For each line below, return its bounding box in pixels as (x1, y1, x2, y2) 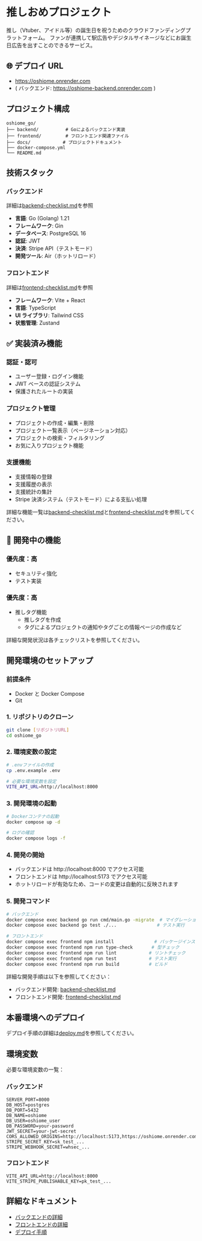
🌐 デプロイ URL (6, 61, 64, 71)
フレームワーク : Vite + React (14, 296, 85, 304)
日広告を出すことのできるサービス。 (6, 42, 96, 49)
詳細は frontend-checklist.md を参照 (6, 283, 93, 291)
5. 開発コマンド (6, 897, 50, 906)
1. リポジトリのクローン (6, 713, 74, 721)
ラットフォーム (6, 34, 43, 41)
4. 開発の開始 (6, 851, 45, 859)
